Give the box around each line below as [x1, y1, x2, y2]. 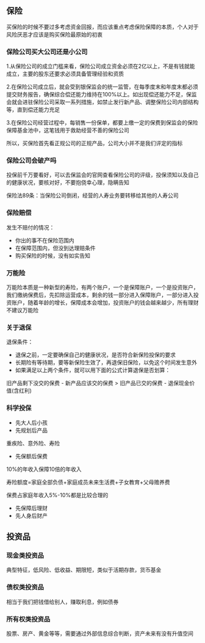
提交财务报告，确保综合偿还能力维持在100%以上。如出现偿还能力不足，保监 [6, 91, 197, 98]
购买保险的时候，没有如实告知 [15, 252, 90, 259]
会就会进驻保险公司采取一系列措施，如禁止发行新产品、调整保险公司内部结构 [6, 98, 199, 106]
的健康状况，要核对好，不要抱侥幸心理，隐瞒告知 [6, 179, 129, 186]
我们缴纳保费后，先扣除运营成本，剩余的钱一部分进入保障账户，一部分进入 [6, 292, 193, 298]
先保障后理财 [15, 504, 48, 511]
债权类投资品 [6, 583, 45, 592]
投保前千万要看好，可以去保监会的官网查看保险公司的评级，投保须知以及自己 [6, 171, 199, 179]
